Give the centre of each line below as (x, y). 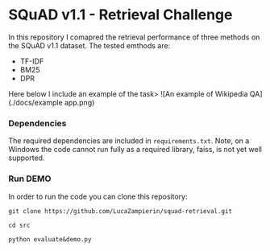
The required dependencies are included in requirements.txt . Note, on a (129, 141)
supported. (27, 158)
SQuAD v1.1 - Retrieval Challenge (120, 15)
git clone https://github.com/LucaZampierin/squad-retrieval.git (120, 211)
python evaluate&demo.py (50, 239)
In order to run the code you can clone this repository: (98, 196)
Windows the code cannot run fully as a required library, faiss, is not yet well (135, 150)
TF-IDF (32, 61)
